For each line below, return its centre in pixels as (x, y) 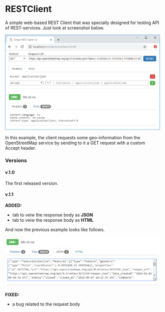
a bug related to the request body (46, 304)
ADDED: (14, 205)
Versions (16, 160)
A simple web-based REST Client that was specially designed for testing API (82, 23)
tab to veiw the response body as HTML (53, 220)
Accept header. (21, 148)
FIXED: (12, 294)
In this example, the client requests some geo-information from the (73, 137)
